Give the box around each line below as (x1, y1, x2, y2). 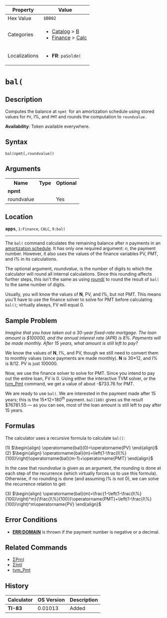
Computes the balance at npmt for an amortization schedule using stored (5, 108, 155, 114)
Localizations (7, 52, 39, 59)
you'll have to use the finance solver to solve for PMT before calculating (5, 297, 153, 303)
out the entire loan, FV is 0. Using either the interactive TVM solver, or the (5, 375, 156, 381)
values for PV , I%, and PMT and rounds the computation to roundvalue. (5, 114, 148, 119)
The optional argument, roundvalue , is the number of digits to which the (5, 266, 153, 272)
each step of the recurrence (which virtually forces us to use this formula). (5, 470, 158, 476)
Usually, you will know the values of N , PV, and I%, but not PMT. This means (5, 292, 162, 298)
